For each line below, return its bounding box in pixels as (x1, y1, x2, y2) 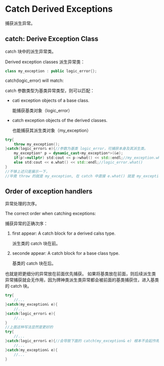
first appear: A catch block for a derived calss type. (12, 230, 116, 236)
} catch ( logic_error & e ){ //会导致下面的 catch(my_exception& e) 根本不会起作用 (5, 339, 160, 343)
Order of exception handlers (5, 187, 93, 195)
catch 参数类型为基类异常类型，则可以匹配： (5, 87, 95, 94)
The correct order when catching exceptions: (5, 211, 96, 217)
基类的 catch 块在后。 (12, 261, 56, 267)
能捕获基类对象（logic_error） (12, 107, 73, 113)
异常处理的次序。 (5, 201, 40, 207)
